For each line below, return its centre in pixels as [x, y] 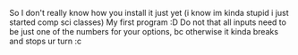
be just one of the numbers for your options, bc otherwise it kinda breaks [144, 31]
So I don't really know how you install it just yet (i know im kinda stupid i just [149, 13]
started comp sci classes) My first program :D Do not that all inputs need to [148, 22]
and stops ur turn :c [46, 41]
